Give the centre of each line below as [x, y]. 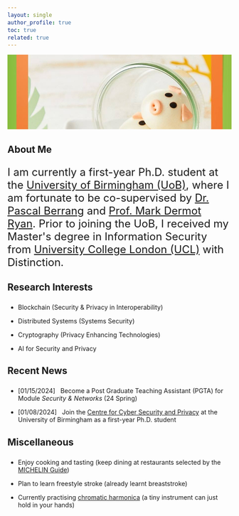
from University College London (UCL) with [116, 249]
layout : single [30, 15]
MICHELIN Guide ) [43, 470]
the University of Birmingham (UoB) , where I [118, 185]
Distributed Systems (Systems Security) [76, 321]
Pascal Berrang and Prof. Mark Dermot [104, 210]
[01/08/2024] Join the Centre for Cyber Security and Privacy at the [118, 412]
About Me [30, 149]
